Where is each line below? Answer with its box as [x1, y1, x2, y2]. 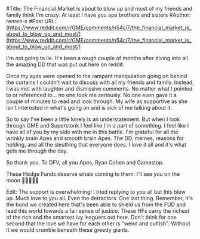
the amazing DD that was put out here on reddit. [6, 61, 124, 68]
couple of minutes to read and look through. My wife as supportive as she [6, 98, 188, 105]
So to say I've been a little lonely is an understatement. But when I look [6, 116, 180, 123]
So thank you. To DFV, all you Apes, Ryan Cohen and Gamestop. [6, 159, 164, 166]
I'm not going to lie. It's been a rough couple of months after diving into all [6, 55, 188, 61]
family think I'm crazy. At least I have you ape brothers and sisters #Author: [6, 11, 191, 18]
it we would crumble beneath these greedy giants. [6, 226, 130, 233]
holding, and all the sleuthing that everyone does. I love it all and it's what [6, 141, 187, 148]
